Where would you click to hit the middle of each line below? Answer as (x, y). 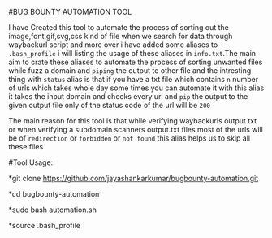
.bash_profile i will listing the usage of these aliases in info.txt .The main (132, 53)
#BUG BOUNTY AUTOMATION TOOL (70, 12)
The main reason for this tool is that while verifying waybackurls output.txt (133, 121)
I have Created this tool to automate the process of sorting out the (119, 27)
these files (26, 147)
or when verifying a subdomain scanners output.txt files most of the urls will (136, 130)
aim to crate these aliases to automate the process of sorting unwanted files (136, 62)
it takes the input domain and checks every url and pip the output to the (128, 96)
